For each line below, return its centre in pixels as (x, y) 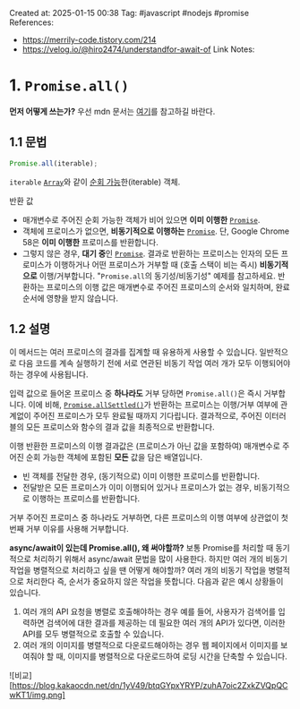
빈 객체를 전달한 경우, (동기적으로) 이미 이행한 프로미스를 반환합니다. (141, 476)
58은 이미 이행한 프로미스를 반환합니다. (90, 242)
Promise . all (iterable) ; (54, 163)
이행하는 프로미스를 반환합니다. (86, 499)
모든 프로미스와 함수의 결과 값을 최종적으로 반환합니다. (120, 427)
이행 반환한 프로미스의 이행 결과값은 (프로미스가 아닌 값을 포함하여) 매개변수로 (145, 446)
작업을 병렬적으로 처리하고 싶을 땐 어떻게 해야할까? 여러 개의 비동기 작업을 (138, 570)
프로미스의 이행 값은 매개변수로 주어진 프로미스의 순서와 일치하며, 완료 (168, 286)
